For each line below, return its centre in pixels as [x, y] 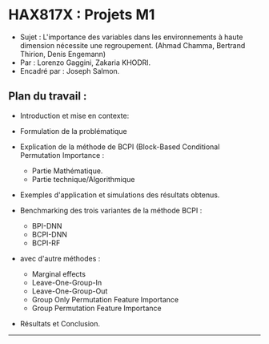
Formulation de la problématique [73, 131]
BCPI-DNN [50, 234]
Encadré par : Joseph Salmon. [70, 71]
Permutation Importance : [62, 155]
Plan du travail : [48, 97]
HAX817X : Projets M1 [82, 15]
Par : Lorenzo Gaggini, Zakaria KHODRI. [85, 63]
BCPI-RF [46, 243]
